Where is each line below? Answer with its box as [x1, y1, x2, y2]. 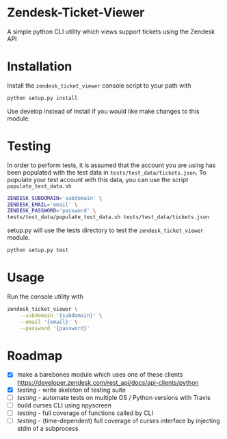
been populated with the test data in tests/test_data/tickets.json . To [7, 168, 206, 176]
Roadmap [7, 348, 63, 364]
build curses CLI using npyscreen [16, 401, 111, 409]
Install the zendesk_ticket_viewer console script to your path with [7, 81, 191, 90]
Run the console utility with [7, 292, 83, 301]
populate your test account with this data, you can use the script [7, 175, 189, 184]
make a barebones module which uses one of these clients [16, 371, 183, 379]
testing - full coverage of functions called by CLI [16, 409, 154, 417]
